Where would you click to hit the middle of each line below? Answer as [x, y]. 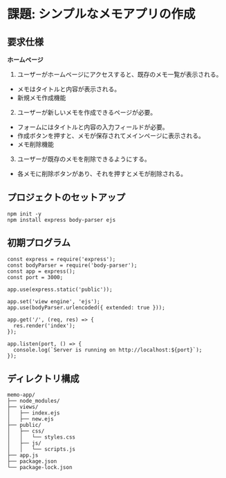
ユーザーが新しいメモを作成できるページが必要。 [87, 112]
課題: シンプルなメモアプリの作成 [101, 14]
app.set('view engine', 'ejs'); [54, 301]
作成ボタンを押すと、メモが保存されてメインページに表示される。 [111, 136]
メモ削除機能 [35, 144]
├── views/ [23, 407]
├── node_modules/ [34, 401]
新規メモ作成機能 [41, 98]
